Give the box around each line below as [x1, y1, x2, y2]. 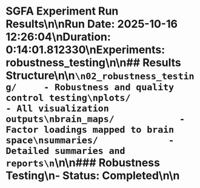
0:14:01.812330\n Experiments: [5, 43, 165, 57]
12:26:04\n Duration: [5, 30, 112, 44]
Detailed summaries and [5, 146, 125, 157]
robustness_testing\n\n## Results [5, 56, 181, 70]
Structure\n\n [5, 69, 75, 82]
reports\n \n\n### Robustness [5, 156, 160, 170]
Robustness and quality [54, 82, 175, 93]
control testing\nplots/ [5, 92, 131, 104]
